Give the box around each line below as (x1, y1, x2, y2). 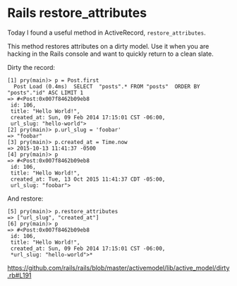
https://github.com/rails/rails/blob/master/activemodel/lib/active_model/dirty (7, 263, 230, 272)
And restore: (7, 194, 44, 203)
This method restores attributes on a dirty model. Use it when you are (7, 42, 209, 50)
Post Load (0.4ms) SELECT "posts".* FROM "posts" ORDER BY (13, 83, 200, 90)
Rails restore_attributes (7, 5, 147, 21)
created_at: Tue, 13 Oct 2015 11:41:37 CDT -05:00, (10, 175, 166, 183)
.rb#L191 (7, 270, 32, 280)
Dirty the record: (7, 63, 55, 71)
